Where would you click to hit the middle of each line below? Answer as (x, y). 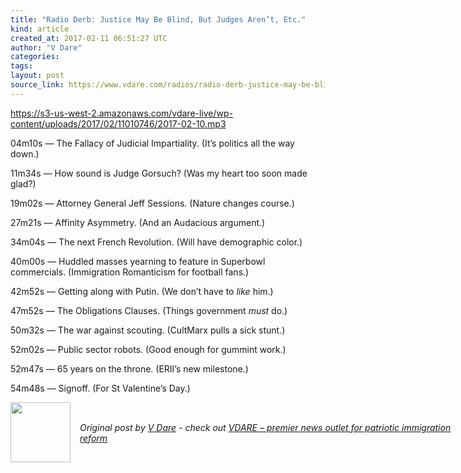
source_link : (37, 85)
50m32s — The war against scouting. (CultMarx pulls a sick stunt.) (148, 330)
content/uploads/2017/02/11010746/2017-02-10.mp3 (118, 123)
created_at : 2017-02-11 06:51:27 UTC (89, 38)
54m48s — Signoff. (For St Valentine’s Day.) (100, 388)
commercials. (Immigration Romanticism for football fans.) (130, 272)
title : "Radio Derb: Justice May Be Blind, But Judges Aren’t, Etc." (158, 19)
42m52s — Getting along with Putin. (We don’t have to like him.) (142, 291)
